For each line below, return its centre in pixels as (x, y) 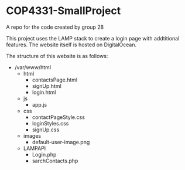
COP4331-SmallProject (64, 11)
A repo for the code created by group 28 (55, 27)
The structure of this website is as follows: (57, 56)
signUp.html (47, 86)
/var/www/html (33, 67)
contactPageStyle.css (58, 117)
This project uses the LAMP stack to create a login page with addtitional (93, 38)
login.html (44, 92)
